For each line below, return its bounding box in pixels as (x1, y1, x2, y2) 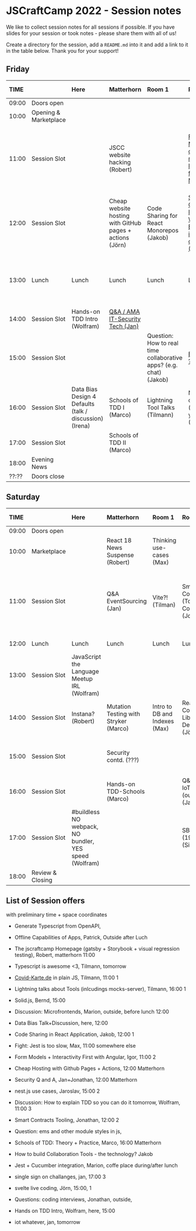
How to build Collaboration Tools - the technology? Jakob (14, 1151, 153, 1158)
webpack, (71, 822, 99, 830)
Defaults (71, 399, 95, 408)
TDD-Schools (106, 787, 145, 795)
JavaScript (71, 652, 101, 661)
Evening (31, 455, 54, 463)
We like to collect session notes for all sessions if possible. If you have (6, 23, 175, 30)
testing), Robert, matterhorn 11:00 (14, 952, 95, 959)
